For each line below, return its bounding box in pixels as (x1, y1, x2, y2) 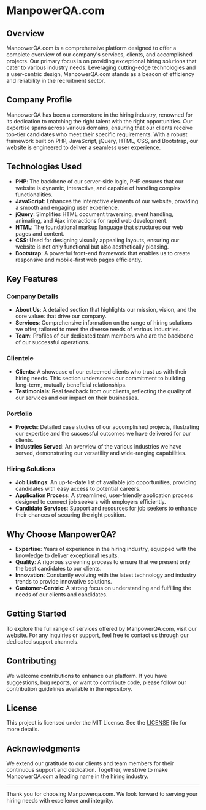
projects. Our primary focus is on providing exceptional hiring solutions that (6, 58, 197, 64)
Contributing (6, 656, 56, 666)
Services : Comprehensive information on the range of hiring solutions (15, 319, 193, 326)
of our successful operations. (15, 339, 90, 346)
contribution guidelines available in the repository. (6, 685, 133, 692)
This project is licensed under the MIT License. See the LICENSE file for (6, 719, 188, 727)
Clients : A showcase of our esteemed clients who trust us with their (15, 368, 187, 375)
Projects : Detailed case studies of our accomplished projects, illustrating (15, 423, 199, 430)
